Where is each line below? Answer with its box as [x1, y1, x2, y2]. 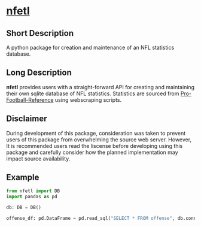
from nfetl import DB [6, 188, 60, 194]
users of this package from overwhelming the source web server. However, [6, 136, 192, 143]
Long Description [6, 68, 72, 78]
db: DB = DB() [6, 205, 42, 211]
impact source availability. [6, 155, 71, 162]
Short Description [6, 28, 74, 38]
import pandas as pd [6, 193, 58, 200]
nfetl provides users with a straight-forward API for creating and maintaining [6, 83, 195, 90]
